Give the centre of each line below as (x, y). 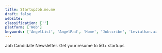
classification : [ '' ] (27, 23)
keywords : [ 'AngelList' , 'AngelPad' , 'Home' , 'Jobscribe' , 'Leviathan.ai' (82, 32)
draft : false (18, 14)
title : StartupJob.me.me (30, 9)
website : (14, 18)
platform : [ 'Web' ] (24, 27)
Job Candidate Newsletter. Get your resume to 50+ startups (65, 46)
